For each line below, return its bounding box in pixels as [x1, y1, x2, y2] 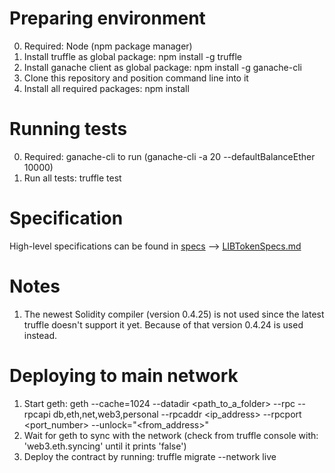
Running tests [9, 118, 128, 141]
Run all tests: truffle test [23, 172, 122, 184]
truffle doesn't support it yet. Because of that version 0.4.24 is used [23, 318, 304, 331]
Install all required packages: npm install [23, 82, 190, 94]
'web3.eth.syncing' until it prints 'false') [23, 440, 187, 452]
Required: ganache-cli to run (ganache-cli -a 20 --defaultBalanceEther [23, 150, 316, 162]
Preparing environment [9, 7, 206, 30]
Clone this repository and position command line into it [23, 72, 249, 84]
